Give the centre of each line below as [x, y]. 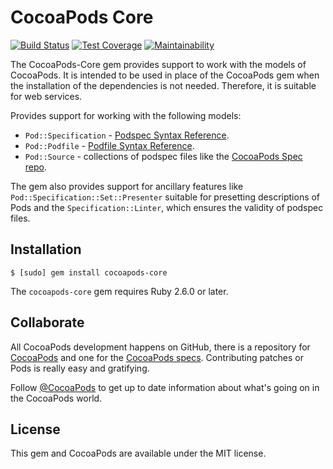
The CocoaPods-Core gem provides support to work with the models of [158, 64]
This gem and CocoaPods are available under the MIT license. [138, 453]
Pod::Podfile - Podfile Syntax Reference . [109, 145]
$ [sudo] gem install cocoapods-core [89, 272]
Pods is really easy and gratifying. [80, 368]
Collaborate [47, 322]
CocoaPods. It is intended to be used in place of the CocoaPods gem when [165, 75]
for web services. [46, 96]
